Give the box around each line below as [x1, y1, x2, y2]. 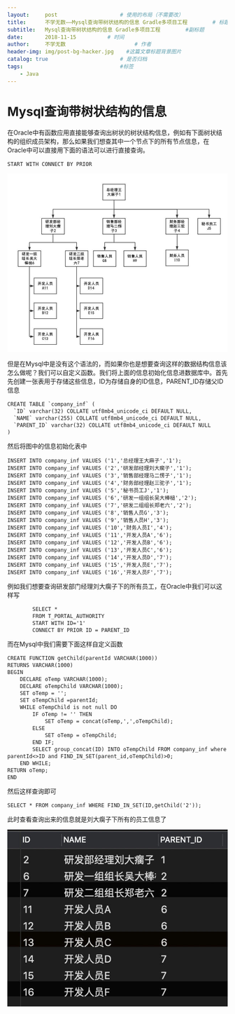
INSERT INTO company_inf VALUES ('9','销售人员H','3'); [7, 517, 169, 524]
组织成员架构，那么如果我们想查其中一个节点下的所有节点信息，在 [19, 137, 210, 145]
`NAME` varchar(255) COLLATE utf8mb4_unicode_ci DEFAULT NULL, [13, 415, 201, 422]
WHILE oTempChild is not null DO [20, 704, 117, 711]
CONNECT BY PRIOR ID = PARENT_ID [32, 627, 130, 634]
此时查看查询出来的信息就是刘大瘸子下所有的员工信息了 [7, 815, 166, 823]
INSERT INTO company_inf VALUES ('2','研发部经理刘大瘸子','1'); [7, 465, 192, 472]
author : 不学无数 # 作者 [7, 41, 152, 48]
